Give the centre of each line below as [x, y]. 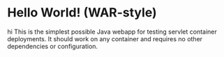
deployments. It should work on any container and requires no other [105, 38]
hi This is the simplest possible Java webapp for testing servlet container [112, 32]
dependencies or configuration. [53, 46]
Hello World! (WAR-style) [82, 13]
